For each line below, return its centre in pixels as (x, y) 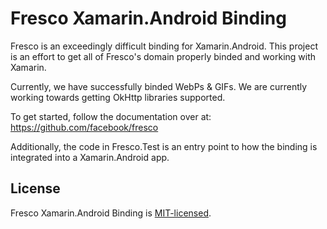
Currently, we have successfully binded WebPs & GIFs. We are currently (159, 86)
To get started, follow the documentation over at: (111, 116)
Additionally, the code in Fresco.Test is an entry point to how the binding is (164, 146)
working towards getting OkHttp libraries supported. (118, 97)
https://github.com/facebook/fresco (84, 127)
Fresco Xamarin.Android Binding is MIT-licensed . (111, 213)
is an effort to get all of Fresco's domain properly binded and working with (163, 56)
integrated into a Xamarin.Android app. (90, 157)
